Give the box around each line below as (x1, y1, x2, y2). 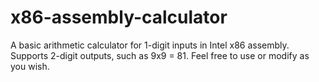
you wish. (10, 60, 50, 72)
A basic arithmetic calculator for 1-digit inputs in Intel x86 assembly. (10, 39, 290, 51)
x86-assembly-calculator (10, 6, 228, 29)
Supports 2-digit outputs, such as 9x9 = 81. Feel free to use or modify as (10, 49, 310, 61)
